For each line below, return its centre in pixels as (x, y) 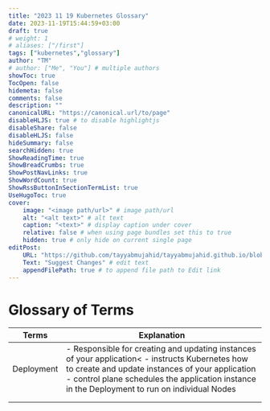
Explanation (162, 335)
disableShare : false (43, 128)
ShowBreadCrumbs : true (46, 166)
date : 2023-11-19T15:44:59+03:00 (64, 23)
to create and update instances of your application (161, 369)
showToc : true (32, 76)
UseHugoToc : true (37, 195)
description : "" (35, 105)
